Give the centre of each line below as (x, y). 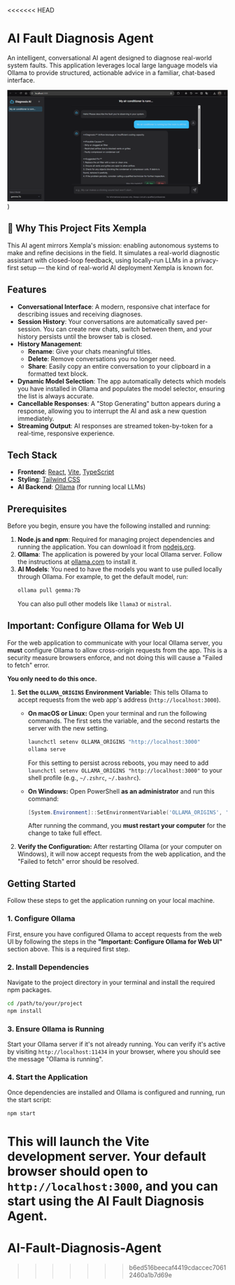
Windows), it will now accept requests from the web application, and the (121, 854)
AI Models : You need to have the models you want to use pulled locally (120, 569)
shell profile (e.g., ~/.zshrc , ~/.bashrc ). (84, 777)
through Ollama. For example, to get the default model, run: (103, 577)
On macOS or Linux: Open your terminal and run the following (117, 713)
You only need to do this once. (52, 679)
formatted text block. (58, 374)
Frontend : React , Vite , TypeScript (66, 472)
